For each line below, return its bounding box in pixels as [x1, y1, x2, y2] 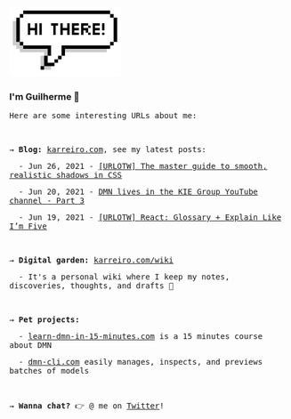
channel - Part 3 [9, 196, 85, 206]
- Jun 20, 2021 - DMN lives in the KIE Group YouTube [18, 187, 258, 197]
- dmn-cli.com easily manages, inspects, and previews [18, 357, 263, 367]
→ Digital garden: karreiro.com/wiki [9, 255, 174, 265]
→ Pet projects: [9, 315, 80, 325]
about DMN [9, 341, 52, 351]
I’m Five [9, 222, 47, 231]
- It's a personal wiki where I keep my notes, [18, 272, 230, 282]
